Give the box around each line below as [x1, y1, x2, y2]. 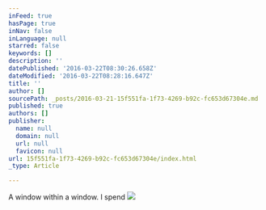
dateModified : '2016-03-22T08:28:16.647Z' [8, 72, 154, 80]
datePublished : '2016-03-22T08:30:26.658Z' [8, 65, 158, 73]
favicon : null [15, 147, 63, 155]
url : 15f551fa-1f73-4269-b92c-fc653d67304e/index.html [8, 154, 197, 162]
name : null [15, 124, 53, 132]
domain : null [15, 132, 60, 140]
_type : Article [8, 162, 60, 170]
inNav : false [8, 27, 53, 35]
